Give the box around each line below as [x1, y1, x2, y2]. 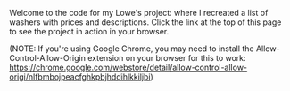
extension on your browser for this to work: [87, 53, 247, 63]
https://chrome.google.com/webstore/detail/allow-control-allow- [9, 62, 248, 72]
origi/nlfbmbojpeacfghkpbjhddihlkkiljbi [9, 72, 151, 82]
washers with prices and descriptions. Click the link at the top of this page [9, 17, 282, 27]
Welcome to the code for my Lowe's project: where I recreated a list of [9, 8, 269, 18]
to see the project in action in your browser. [9, 27, 170, 36]
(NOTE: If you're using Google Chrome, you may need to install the [9, 43, 254, 54]
